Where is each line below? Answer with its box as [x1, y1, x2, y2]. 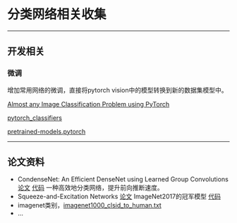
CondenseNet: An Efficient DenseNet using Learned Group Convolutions [17, 175, 229, 183]
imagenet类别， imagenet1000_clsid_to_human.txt [17, 201, 162, 210]
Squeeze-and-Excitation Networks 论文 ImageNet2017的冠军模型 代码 [17, 192, 221, 201]
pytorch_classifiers [7, 114, 62, 122]
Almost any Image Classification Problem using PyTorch [7, 100, 170, 108]
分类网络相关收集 [7, 6, 107, 23]
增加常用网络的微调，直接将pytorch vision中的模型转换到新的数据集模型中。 [7, 85, 228, 94]
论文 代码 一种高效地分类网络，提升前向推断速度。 [17, 183, 164, 192]
